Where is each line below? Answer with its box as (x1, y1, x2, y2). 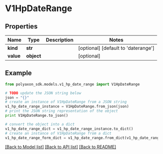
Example (5, 69, 32, 77)
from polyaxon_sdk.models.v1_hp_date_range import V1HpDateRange (5, 82, 140, 87)
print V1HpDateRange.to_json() (5, 113, 68, 118)
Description (46, 37, 74, 43)
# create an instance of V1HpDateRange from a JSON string (5, 100, 127, 105)
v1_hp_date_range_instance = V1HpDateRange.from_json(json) (5, 104, 130, 109)
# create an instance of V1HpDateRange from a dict (5, 131, 112, 136)
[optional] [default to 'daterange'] (78, 45, 155, 51)
